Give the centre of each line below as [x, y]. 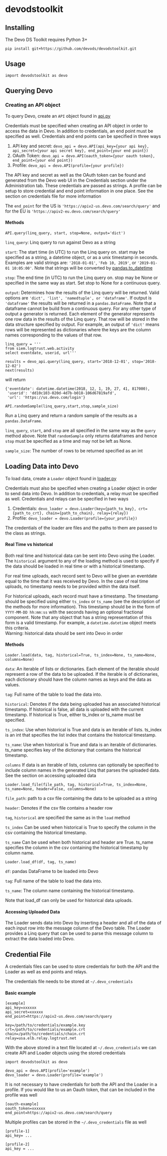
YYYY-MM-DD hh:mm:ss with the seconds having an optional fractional [74, 612]
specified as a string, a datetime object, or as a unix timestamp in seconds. [82, 257]
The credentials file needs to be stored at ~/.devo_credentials [69, 981]
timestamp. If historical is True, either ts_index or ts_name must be [73, 714]
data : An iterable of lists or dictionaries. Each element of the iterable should [82, 669]
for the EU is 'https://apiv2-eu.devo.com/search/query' [63, 211]
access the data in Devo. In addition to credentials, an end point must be [79, 131]
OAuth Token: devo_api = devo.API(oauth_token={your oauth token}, [83, 155]
